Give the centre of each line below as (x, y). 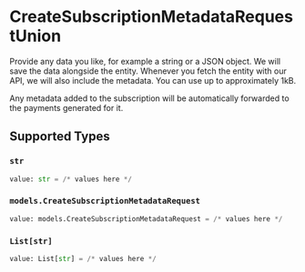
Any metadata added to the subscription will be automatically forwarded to (149, 98)
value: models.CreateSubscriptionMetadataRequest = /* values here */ (146, 219)
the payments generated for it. (66, 107)
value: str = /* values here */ (71, 179)
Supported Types (60, 137)
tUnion (36, 36)
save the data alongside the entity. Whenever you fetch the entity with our (148, 71)
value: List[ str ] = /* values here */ (83, 258)
